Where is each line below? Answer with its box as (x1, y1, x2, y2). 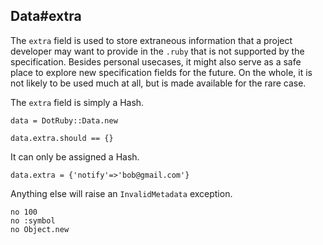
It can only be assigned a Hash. (10, 150, 140, 163)
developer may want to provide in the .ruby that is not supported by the (10, 45, 305, 57)
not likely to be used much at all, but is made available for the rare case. (10, 77, 307, 89)
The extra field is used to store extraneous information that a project (10, 34, 293, 46)
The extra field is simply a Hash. (10, 96, 145, 108)
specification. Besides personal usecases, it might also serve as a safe (10, 55, 302, 68)
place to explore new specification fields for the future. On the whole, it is (10, 66, 313, 78)
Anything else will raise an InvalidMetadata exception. (10, 187, 233, 199)
